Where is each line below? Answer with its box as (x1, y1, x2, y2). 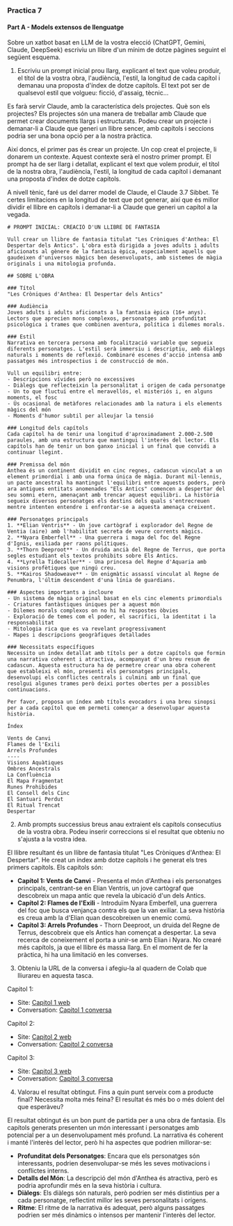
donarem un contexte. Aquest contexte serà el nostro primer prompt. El (7, 152, 211, 161)
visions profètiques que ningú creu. (7, 565, 117, 572)
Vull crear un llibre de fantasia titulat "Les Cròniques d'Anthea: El (7, 236, 219, 243)
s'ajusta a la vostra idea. (17, 835, 87, 844)
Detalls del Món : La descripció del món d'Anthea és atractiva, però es (17, 1174, 218, 1182)
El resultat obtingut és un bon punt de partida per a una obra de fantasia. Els (7, 1116, 226, 1124)
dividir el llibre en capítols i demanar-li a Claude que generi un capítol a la (7, 203, 218, 211)
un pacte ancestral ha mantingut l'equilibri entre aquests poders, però (7, 479, 226, 487)
